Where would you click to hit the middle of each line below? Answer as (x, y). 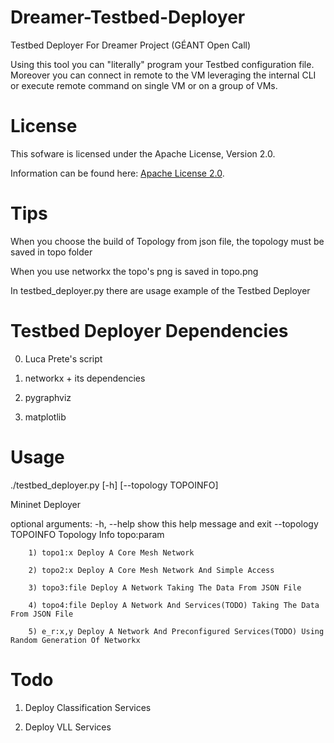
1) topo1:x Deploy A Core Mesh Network (111, 552)
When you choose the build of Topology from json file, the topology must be (167, 241)
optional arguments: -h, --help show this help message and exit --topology (164, 523)
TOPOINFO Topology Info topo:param (87, 534)
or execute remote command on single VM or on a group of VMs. (144, 85)
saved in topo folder (51, 252)
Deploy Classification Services (88, 707)
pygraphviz (48, 397)
